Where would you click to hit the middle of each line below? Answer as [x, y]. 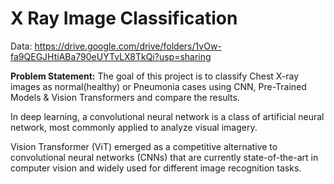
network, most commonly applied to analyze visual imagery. [134, 127]
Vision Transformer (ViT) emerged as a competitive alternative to [144, 146]
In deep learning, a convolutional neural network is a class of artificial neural [167, 116]
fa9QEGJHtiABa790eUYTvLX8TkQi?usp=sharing [111, 56]
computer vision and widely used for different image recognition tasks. [156, 168]
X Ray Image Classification [124, 18]
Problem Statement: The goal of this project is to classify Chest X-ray [155, 76]
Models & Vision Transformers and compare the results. [125, 97]
